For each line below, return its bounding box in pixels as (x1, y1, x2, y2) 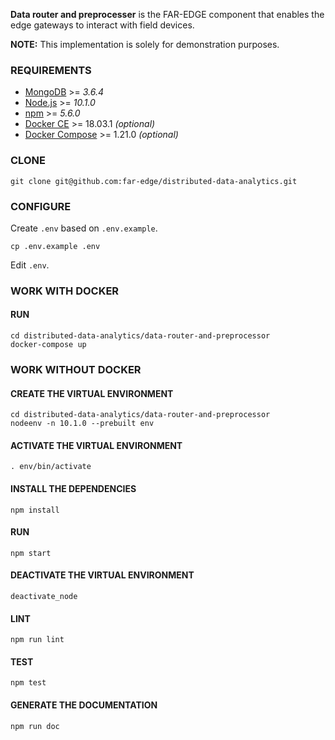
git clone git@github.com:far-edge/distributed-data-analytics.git (10, 176, 298, 186)
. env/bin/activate (10, 462, 92, 472)
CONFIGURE (10, 199, 72, 213)
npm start (10, 548, 52, 558)
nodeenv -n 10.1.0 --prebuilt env (10, 419, 155, 429)
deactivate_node (10, 591, 78, 601)
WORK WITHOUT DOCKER (10, 362, 142, 376)
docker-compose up (10, 340, 87, 350)
